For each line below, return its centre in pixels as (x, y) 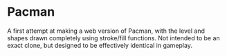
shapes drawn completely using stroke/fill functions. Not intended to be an (113, 38)
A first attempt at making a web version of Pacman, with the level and (106, 31)
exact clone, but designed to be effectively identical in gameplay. (100, 45)
